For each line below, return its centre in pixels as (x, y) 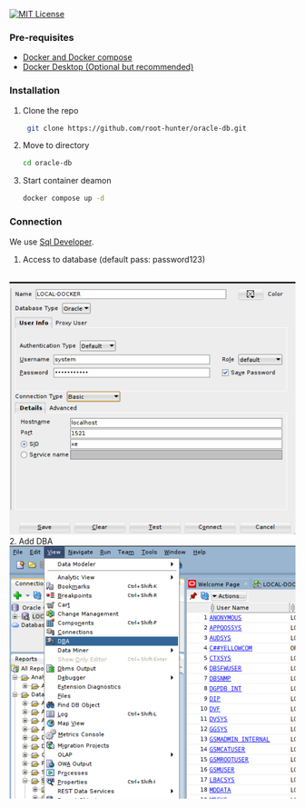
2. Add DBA (31, 541)
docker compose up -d (63, 199)
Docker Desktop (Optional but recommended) (108, 67)
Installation (35, 91)
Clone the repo (50, 110)
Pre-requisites (42, 37)
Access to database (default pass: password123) (114, 259)
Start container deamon (67, 181)
